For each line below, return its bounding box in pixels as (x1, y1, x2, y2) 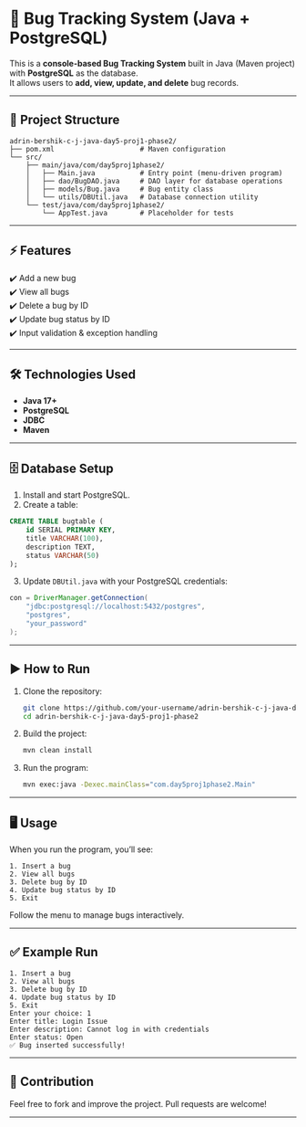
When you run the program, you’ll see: (9, 844, 153, 855)
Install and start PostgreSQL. (22, 490, 130, 500)
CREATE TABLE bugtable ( (9, 517, 104, 526)
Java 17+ (22, 395, 57, 406)
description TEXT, (25, 542, 96, 552)
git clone (22, 703, 61, 712)
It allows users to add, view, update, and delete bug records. (9, 77, 240, 88)
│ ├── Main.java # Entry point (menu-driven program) (25, 168, 283, 177)
